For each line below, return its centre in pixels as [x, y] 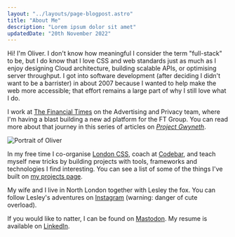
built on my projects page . [45, 177]
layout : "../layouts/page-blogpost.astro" [70, 14]
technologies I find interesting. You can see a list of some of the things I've [115, 169]
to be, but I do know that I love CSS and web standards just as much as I [112, 61]
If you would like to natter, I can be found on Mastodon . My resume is [107, 219]
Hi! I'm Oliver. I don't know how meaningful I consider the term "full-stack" [115, 53]
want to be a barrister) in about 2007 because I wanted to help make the [112, 83]
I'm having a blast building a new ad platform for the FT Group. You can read [118, 120]
